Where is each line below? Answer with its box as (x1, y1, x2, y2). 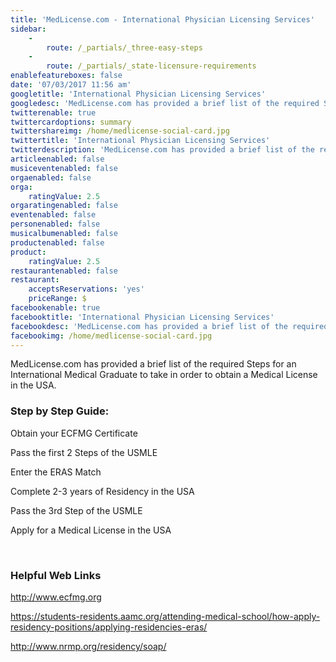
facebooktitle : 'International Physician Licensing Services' (10, 312, 275, 322)
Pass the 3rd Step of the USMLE (10, 504, 143, 516)
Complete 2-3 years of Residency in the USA (10, 485, 195, 497)
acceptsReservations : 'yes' (28, 284, 145, 295)
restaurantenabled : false (10, 266, 118, 276)
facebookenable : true (10, 303, 101, 313)
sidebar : (10, 24, 47, 34)
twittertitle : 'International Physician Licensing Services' (10, 136, 271, 146)
